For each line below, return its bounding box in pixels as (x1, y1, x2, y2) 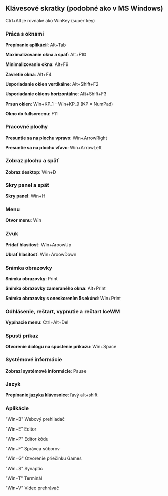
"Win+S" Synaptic (5, 466, 43, 472)
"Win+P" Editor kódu (5, 436, 49, 442)
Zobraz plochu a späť (5, 157, 59, 164)
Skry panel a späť (5, 181, 50, 188)
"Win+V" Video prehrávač (5, 485, 59, 491)
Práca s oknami (5, 30, 44, 37)
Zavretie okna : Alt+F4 (5, 71, 52, 78)
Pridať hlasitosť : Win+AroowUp (5, 241, 72, 248)
